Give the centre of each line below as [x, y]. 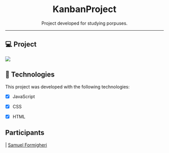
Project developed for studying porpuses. [84, 23]
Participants [25, 133]
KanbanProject [84, 9]
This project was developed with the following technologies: [67, 87]
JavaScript [24, 96]
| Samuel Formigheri [26, 145]
